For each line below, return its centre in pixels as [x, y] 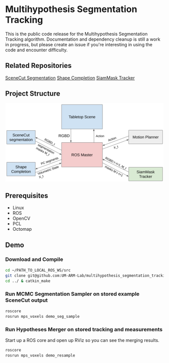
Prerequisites [27, 195]
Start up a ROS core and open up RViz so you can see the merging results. [82, 340]
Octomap [22, 229]
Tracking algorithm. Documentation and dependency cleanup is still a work [83, 39]
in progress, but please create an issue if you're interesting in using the [79, 44]
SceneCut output [26, 300]
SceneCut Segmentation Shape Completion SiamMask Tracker [70, 78]
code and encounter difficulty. [36, 50]
